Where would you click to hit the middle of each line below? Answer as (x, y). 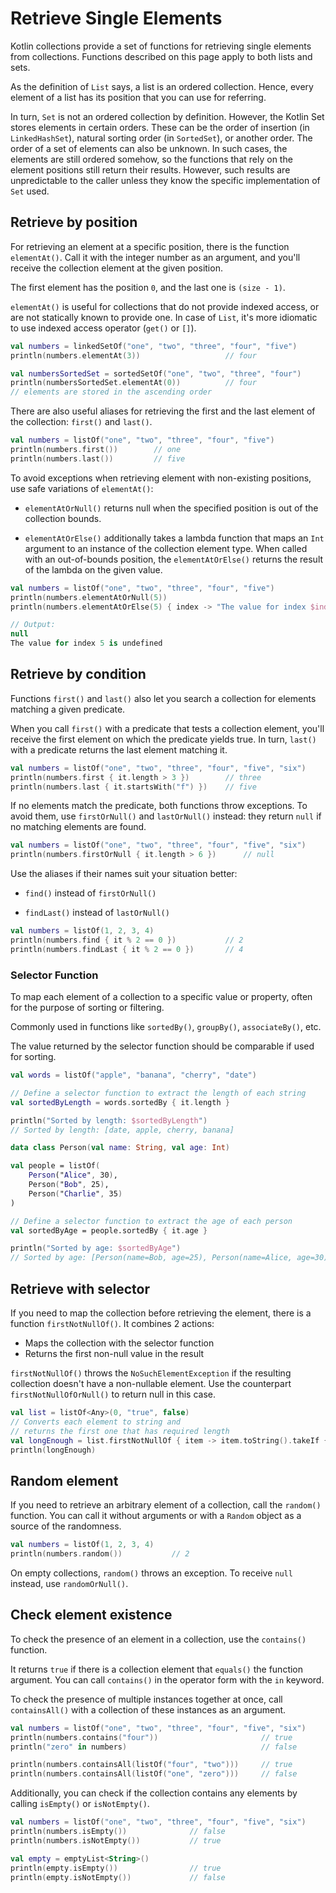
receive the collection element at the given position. (116, 268)
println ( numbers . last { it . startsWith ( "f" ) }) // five (133, 787)
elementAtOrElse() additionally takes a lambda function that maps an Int (174, 538)
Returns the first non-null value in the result (114, 1354)
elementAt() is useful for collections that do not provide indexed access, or (165, 306)
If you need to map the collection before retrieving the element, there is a (161, 1313)
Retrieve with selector (80, 1288)
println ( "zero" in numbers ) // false (154, 1747)
